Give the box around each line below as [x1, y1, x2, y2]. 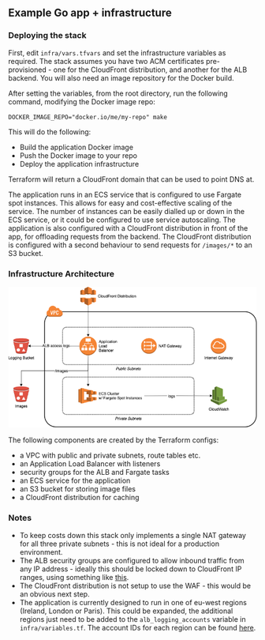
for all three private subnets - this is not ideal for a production [19, 539, 219, 548]
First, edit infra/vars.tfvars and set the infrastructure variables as [8, 47, 226, 58]
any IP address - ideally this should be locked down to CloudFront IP [19, 564, 242, 574]
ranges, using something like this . [19, 572, 129, 582]
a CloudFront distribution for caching [19, 493, 140, 503]
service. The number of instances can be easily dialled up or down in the [8, 206, 245, 216]
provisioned [8, 65, 47, 74]
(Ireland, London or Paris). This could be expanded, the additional [19, 606, 233, 616]
